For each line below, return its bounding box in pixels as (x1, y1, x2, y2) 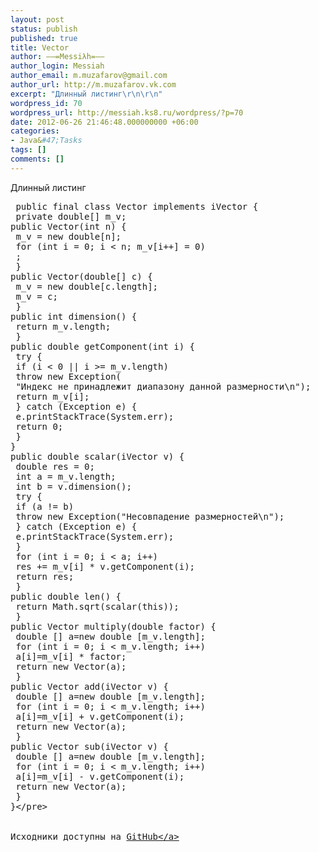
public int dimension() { (10, 311, 138, 322)
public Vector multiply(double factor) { (10, 621, 217, 632)
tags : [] (10, 145, 47, 155)
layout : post (10, 14, 65, 25)
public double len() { (10, 591, 122, 602)
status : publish (10, 24, 78, 34)
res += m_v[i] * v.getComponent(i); (15, 561, 196, 572)
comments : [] (10, 154, 65, 164)
